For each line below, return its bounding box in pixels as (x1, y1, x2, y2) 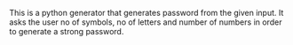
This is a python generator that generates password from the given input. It (9, 8, 284, 18)
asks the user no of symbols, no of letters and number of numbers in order (9, 17, 282, 27)
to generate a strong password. (9, 26, 124, 36)
